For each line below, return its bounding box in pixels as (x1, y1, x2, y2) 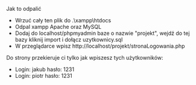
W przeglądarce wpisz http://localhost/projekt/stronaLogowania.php (14, 42, 185, 49)
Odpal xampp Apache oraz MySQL (14, 24, 101, 30)
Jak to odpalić (6, 5, 42, 12)
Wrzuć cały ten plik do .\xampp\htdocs (14, 17, 112, 24)
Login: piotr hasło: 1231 (14, 72, 72, 79)
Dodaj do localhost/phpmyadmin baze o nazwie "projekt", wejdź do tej (14, 30, 190, 37)
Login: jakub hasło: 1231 (14, 66, 74, 73)
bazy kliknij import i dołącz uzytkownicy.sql (14, 36, 123, 43)
